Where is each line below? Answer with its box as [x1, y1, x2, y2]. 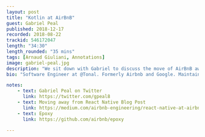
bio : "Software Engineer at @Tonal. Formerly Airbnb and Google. [6, 71, 176, 77]
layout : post [6, 9, 40, 15]
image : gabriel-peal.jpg [6, 60, 70, 66]
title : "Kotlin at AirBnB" [6, 15, 75, 21]
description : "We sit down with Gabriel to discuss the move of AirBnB [6, 65, 192, 72]
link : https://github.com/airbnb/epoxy [22, 116, 124, 122]
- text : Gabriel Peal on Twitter [17, 88, 103, 94]
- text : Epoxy [17, 110, 53, 116]
